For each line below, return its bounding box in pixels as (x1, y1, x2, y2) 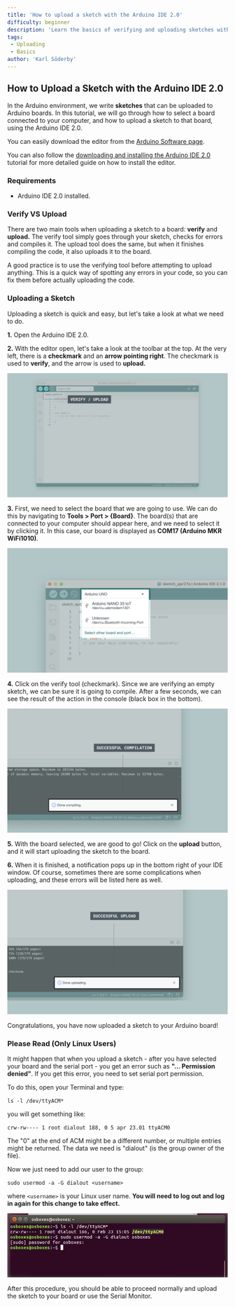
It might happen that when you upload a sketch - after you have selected (7, 1054, 217, 1063)
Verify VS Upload (7, 209, 67, 219)
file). (7, 1151, 21, 1160)
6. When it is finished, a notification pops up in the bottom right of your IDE (7, 861, 223, 869)
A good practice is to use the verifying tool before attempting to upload (7, 261, 212, 269)
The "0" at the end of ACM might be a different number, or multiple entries (7, 1137, 222, 1145)
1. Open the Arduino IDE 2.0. (7, 330, 89, 339)
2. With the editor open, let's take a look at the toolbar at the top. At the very (7, 344, 227, 352)
